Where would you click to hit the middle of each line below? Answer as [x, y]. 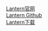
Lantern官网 [20, 8]
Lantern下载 [20, 22]
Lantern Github [24, 15]
